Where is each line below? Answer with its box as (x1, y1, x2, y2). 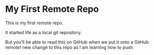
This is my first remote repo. (5, 20, 64, 26)
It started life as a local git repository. (5, 29, 82, 35)
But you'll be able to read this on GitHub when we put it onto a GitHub (5, 39, 149, 45)
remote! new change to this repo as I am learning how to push (5, 44, 133, 50)
